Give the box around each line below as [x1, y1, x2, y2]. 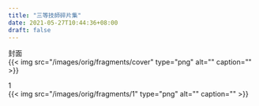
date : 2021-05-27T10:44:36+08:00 [8, 19, 118, 27]
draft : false [8, 26, 51, 34]
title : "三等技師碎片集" [8, 11, 81, 20]
